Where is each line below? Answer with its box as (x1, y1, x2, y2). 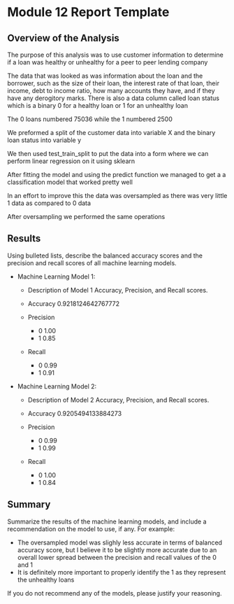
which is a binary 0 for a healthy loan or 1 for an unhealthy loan (7, 101, 189, 109)
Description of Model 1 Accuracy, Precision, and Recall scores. (27, 286, 208, 294)
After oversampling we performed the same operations (7, 213, 166, 220)
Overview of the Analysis (7, 32, 120, 44)
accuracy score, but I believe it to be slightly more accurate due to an (17, 545, 217, 554)
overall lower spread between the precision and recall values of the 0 (17, 553, 217, 561)
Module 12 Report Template (7, 4, 170, 20)
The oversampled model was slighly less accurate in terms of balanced (17, 538, 222, 547)
